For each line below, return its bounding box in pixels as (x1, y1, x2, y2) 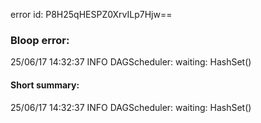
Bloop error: (10, 33, 70, 47)
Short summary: (10, 79, 80, 91)
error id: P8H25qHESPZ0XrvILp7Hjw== (10, 9, 173, 20)
